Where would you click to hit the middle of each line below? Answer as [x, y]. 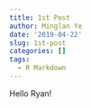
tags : [19, 59]
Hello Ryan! [31, 93]
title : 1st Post [40, 18]
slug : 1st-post [38, 43]
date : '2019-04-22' [46, 34]
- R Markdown [42, 68]
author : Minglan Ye [46, 26]
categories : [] [38, 51]
